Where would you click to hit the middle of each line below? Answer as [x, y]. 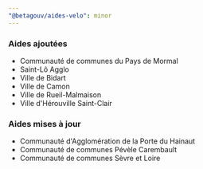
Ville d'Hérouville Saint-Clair [66, 103]
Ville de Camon [45, 86]
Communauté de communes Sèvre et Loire [90, 158]
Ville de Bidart [43, 77]
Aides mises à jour [45, 124]
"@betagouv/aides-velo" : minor [60, 16]
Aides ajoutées [38, 43]
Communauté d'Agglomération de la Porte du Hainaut [107, 141]
